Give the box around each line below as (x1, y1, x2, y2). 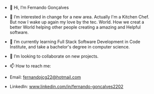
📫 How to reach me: (9, 63, 51, 69)
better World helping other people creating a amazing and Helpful (9, 24, 141, 30)
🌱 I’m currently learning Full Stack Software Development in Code (9, 39, 140, 45)
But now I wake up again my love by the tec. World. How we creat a (9, 19, 144, 25)
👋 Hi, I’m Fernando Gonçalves (9, 5, 69, 10)
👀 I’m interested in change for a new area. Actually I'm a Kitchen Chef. (9, 14, 149, 19)
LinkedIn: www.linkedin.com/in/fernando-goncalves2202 (9, 84, 123, 89)
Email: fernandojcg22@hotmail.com (9, 74, 81, 80)
